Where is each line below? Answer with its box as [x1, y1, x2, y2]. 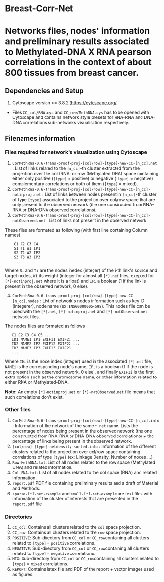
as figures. [12, 571, 34, 578]
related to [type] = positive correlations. [12, 540, 95, 546]
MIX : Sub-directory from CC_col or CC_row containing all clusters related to [12, 556, 159, 562]
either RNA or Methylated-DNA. [5, 379, 69, 385]
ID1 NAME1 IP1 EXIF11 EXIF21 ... [11, 337, 80, 342]
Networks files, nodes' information [5, 26, 150, 37]
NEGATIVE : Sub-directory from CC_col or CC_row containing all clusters [12, 545, 149, 551]
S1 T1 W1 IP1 [14, 246, 41, 251]
